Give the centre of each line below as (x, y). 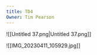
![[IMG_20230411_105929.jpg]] (43, 46)
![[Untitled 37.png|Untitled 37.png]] (49, 34)
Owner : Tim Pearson (30, 17)
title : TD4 (20, 12)
